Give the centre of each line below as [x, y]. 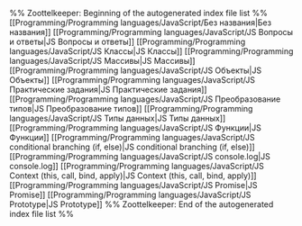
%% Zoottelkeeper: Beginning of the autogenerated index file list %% [139, 13]
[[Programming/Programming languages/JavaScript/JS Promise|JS [134, 185]
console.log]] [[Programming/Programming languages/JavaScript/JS [137, 166]
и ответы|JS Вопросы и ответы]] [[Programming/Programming [128, 41]
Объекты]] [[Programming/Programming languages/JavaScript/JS [132, 80]
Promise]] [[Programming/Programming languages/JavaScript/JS [130, 194]
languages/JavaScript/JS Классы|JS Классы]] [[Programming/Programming [151, 51]
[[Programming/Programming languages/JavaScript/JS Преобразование [145, 99]
